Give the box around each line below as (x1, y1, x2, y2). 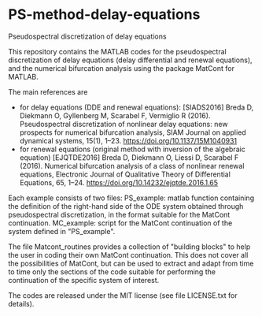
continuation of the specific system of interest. (8, 275, 160, 284)
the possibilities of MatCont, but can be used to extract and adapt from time (8, 258, 254, 268)
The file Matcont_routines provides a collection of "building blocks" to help (8, 242, 251, 251)
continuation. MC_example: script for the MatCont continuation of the (8, 218, 233, 228)
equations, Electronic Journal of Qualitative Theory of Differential (19, 169, 231, 179)
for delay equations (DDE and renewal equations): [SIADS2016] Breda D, (19, 102, 254, 112)
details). (8, 299, 35, 308)
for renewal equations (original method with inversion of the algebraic (19, 144, 245, 154)
